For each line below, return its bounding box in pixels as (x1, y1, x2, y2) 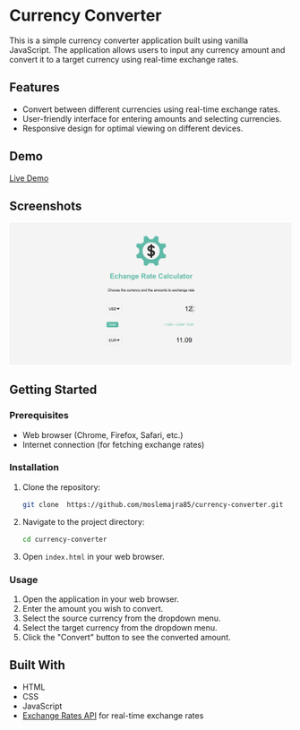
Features (9, 80, 60, 95)
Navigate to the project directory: (21, 516, 145, 527)
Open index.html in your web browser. (21, 551, 166, 562)
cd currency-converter (21, 535, 107, 544)
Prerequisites (9, 409, 69, 422)
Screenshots (9, 198, 82, 213)
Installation (9, 461, 60, 474)
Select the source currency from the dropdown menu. (21, 613, 221, 623)
